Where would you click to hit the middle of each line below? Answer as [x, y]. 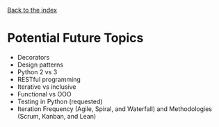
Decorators [33, 57]
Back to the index [32, 10]
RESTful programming [49, 79]
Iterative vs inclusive [47, 87]
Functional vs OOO [44, 94]
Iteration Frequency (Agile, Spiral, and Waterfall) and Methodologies [114, 109]
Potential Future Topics [75, 38]
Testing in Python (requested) [60, 101]
